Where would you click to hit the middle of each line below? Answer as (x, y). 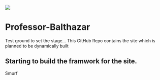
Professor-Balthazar (48, 27)
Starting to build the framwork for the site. (71, 61)
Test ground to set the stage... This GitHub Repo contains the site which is (80, 40)
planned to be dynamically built (37, 46)
